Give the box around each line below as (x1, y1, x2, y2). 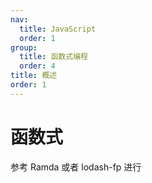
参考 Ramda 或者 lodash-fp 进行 (10, 161, 142, 173)
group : (10, 42, 38, 53)
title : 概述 (10, 71, 57, 81)
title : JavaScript (19, 24, 97, 34)
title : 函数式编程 (19, 52, 88, 62)
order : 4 (19, 61, 56, 71)
